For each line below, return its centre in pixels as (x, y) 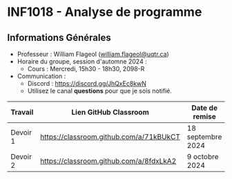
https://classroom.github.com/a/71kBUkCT (110, 137)
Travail (22, 112)
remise (204, 116)
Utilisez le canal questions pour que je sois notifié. (100, 91)
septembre (204, 137)
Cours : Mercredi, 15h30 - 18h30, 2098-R (86, 69)
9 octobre (203, 157)
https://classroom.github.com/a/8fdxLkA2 (108, 161)
